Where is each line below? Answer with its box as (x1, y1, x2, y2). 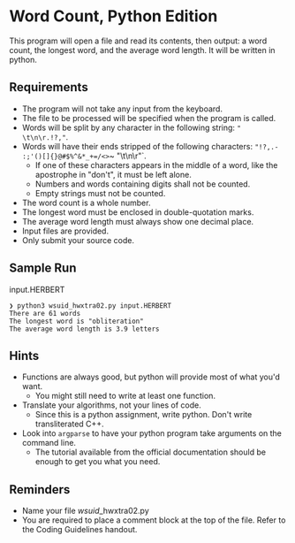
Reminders (9, 482, 71, 497)
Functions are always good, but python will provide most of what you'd (21, 371, 281, 382)
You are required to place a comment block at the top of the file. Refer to (21, 515, 286, 525)
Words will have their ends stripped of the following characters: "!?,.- (21, 141, 279, 151)
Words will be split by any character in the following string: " (21, 122, 241, 133)
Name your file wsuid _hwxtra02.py (21, 506, 150, 516)
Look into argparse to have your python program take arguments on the (21, 428, 283, 439)
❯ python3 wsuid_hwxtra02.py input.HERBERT (9, 301, 172, 310)
